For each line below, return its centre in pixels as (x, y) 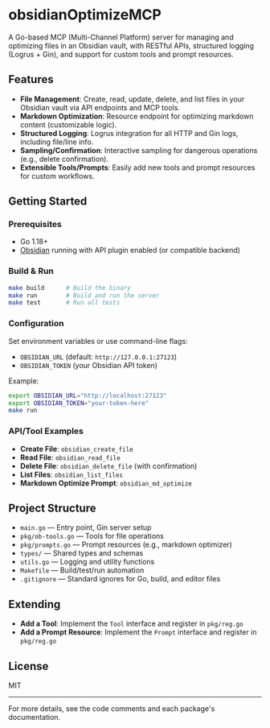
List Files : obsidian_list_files (71, 474)
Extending (35, 604)
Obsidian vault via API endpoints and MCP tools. (100, 107)
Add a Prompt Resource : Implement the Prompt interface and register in (138, 632)
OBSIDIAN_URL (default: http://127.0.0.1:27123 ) (98, 357)
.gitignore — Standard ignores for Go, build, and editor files (120, 579)
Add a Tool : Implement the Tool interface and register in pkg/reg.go (131, 624)
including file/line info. (57, 142)
